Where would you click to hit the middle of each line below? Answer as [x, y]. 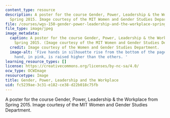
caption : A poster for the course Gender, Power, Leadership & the [82, 38]
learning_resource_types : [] [36, 62]
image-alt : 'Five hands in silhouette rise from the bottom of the [82, 52]
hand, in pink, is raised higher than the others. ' [71, 57]
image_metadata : [22, 33]
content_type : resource [30, 10]
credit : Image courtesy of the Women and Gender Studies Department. [84, 47]
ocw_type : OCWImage [26, 71]
